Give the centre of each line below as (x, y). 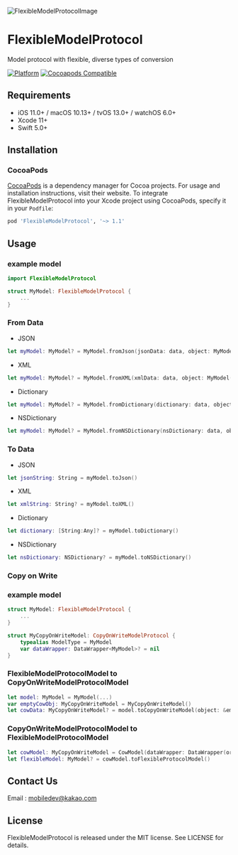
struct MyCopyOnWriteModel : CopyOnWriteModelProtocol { (91, 635)
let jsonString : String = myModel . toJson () (73, 478)
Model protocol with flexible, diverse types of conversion (90, 59)
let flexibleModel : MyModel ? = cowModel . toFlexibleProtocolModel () (109, 759)
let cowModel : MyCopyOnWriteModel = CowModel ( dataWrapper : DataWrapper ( (117, 752)
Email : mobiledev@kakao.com (52, 798)
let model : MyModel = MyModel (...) (60, 697)
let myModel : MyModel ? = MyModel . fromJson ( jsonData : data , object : (109, 351)
